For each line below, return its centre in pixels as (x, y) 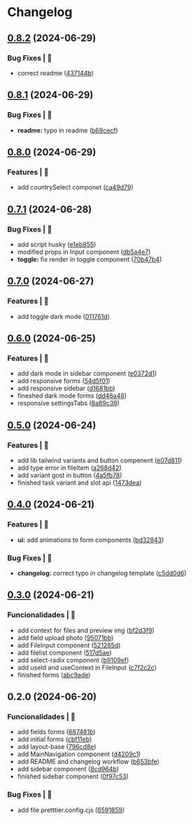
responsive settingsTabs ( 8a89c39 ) (69, 404)
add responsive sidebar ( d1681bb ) (66, 388)
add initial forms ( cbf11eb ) (55, 739)
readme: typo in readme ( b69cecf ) (68, 130)
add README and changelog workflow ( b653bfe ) (88, 762)
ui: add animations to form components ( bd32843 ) (91, 540)
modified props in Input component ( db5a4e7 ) (84, 252)
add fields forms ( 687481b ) (56, 732)
